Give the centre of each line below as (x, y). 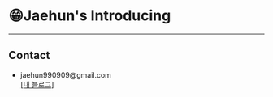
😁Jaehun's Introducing (90, 16)
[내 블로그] (37, 84)
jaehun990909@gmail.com (66, 74)
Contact (29, 55)
